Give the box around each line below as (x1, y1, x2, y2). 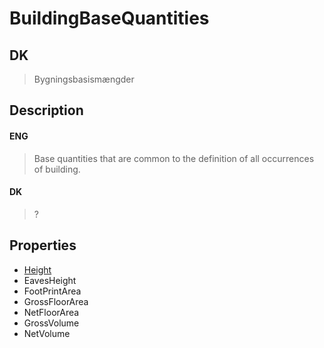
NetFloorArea (23, 306, 80, 318)
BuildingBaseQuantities (9, 7, 210, 30)
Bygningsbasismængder (33, 73, 135, 85)
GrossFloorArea (23, 295, 89, 307)
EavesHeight (23, 274, 77, 286)
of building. (33, 163, 81, 175)
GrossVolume (23, 317, 80, 329)
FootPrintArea (23, 285, 82, 297)
